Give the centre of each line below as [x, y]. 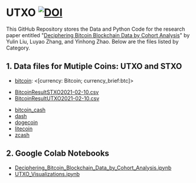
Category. [18, 48]
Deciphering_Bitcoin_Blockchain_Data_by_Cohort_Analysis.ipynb [93, 168]
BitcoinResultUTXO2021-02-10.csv [57, 98]
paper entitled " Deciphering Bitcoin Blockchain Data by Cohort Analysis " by [98, 35]
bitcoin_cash [30, 110]
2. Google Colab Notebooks [58, 153]
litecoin [24, 128]
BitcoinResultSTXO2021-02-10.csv [57, 92]
